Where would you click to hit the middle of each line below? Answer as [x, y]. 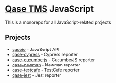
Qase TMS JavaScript [50, 9]
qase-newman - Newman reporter [46, 65]
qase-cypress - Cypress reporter [45, 54]
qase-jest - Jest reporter [36, 75]
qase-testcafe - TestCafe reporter [46, 70]
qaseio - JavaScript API [36, 49]
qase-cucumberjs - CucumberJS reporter [53, 60]
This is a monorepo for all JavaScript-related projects [58, 22]
